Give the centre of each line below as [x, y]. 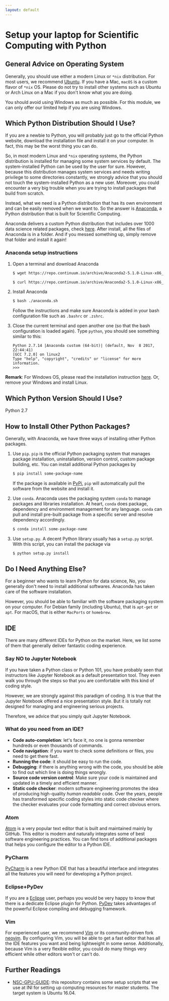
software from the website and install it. [53, 488]
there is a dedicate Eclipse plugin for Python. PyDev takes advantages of [81, 903]
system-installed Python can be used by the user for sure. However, [76, 166]
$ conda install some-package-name [50, 529]
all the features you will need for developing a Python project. [69, 874]
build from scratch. [25, 193]
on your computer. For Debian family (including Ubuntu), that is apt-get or [82, 607]
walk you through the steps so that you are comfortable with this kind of [80, 680]
